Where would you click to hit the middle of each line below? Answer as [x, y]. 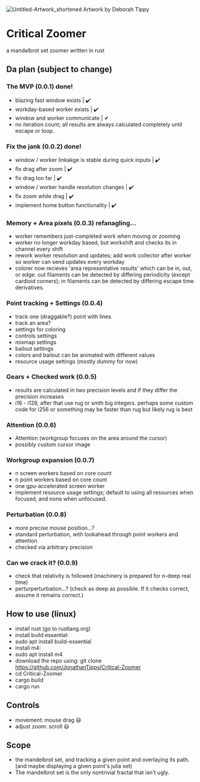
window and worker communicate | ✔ [62, 118]
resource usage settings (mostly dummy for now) [76, 361]
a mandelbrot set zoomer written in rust [55, 50]
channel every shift [39, 249]
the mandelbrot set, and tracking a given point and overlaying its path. [102, 760]
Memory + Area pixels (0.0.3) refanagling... [71, 223]
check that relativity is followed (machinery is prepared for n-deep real [103, 576]
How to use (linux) [41, 614]
